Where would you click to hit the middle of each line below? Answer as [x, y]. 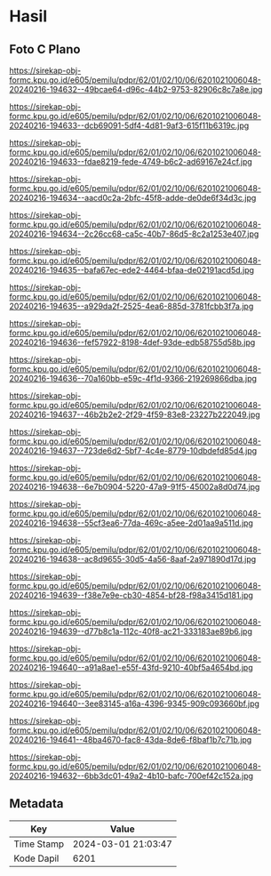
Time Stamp [39, 844]
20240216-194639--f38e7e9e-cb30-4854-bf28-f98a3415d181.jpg [131, 595]
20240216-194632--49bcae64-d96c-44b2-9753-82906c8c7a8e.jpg [136, 89]
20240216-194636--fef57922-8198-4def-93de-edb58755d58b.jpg [132, 342]
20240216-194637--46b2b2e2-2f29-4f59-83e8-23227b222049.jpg [135, 414]
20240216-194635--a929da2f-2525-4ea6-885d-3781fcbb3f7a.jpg [132, 306]
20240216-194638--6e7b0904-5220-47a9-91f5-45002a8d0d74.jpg [135, 487]
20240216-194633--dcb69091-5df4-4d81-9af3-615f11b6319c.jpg [129, 125]
